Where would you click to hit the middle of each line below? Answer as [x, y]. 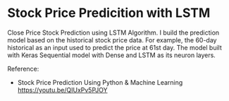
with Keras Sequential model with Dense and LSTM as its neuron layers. [112, 55]
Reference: [23, 69]
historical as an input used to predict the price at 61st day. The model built [114, 47]
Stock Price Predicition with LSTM [109, 13]
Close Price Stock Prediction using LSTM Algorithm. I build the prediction [113, 32]
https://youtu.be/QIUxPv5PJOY [62, 90]
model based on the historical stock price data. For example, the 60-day [112, 40]
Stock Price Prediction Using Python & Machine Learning [100, 82]
